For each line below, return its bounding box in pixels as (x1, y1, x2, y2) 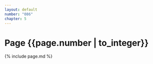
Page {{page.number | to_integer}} (4, 37, 149, 48)
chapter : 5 (4, 16, 27, 21)
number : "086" (4, 12, 34, 17)
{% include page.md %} (4, 53, 53, 59)
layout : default (4, 7, 37, 12)
